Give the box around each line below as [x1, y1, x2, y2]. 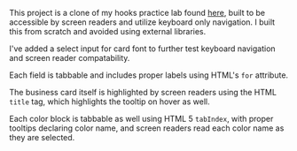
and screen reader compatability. [9, 53, 130, 63]
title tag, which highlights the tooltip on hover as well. [9, 96, 210, 107]
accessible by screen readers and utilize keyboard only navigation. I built [9, 17, 276, 27]
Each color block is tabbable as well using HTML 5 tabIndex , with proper [9, 114, 274, 124]
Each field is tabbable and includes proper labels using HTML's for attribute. [9, 70, 289, 80]
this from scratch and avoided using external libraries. [9, 26, 207, 36]
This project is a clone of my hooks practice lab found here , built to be [9, 8, 266, 18]
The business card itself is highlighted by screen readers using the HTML [9, 87, 277, 97]
